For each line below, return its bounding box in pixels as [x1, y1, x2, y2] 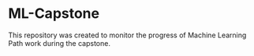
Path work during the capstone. [8, 38, 110, 47]
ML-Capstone [8, 5, 100, 23]
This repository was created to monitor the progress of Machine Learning [8, 30, 247, 40]
